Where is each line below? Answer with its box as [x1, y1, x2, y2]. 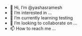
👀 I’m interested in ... [9, 10, 52, 16]
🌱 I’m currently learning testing [9, 15, 73, 20]
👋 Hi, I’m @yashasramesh [9, 5, 63, 10]
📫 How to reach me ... [9, 26, 56, 31]
